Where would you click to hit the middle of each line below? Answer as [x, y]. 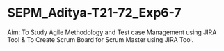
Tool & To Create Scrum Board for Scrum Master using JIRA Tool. [101, 39]
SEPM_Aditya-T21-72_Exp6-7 [95, 13]
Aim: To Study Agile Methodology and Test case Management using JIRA [112, 32]
